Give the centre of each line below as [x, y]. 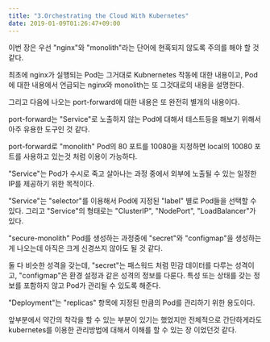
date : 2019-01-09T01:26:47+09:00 [64, 23]
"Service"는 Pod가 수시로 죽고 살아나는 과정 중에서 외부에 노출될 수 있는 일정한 [133, 173]
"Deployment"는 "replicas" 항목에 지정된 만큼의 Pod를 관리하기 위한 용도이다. [132, 302]
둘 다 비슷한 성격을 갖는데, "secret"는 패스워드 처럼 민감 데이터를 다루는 [121, 265]
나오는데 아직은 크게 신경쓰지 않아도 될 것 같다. [90, 248]
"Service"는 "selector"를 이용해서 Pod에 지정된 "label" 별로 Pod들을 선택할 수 [133, 200]
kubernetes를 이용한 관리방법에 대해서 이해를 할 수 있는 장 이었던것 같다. [123, 329]
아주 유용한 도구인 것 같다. [49, 129]
